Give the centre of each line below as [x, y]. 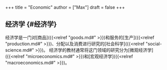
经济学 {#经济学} [31, 24]
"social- [153, 44]
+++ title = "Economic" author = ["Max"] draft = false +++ [65, 7]
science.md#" [20, 50]
